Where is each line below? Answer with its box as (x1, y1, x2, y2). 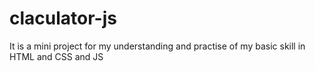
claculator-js (9, 7, 117, 30)
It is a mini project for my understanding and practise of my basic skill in (9, 40, 306, 52)
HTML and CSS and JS (9, 50, 104, 62)
